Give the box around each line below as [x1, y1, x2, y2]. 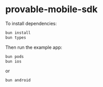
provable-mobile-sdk [5, 4, 98, 15]
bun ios [5, 59, 22, 64]
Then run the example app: [5, 44, 63, 50]
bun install [5, 30, 31, 35]
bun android [5, 78, 31, 83]
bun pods [5, 54, 24, 59]
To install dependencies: [5, 20, 57, 26]
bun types [5, 35, 27, 40]
